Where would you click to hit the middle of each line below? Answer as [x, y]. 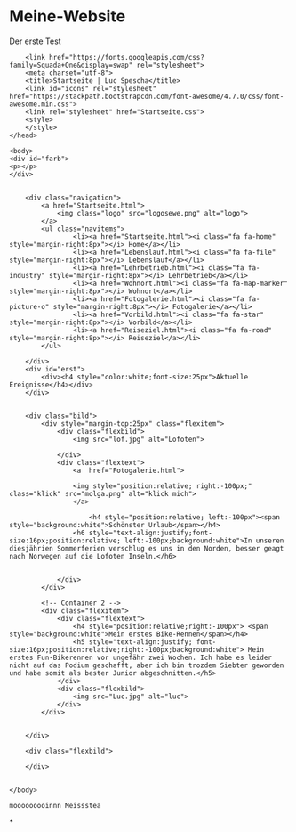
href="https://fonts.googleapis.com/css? [126, 57]
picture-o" [29, 306]
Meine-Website [68, 16]
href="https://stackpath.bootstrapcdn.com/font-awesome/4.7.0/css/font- [147, 96]
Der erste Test [35, 41]
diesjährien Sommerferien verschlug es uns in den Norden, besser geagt [147, 548]
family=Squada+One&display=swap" [71, 65]
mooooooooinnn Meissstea [55, 805]
